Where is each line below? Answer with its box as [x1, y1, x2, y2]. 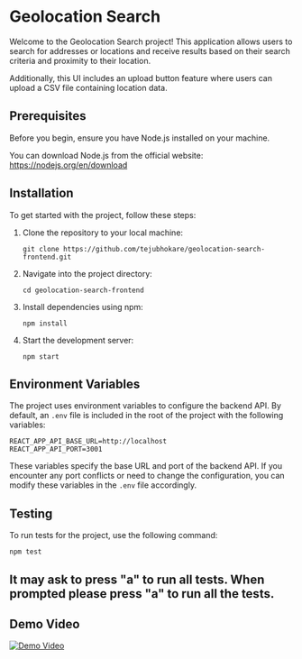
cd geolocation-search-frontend [22, 286, 144, 295]
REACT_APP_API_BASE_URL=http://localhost [9, 437, 168, 446]
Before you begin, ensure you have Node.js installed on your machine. [9, 133, 270, 143]
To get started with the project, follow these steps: [9, 209, 197, 220]
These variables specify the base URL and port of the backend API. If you [9, 461, 282, 471]
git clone [22, 244, 60, 253]
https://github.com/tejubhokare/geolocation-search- [62, 244, 266, 253]
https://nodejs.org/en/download [9, 160, 128, 170]
